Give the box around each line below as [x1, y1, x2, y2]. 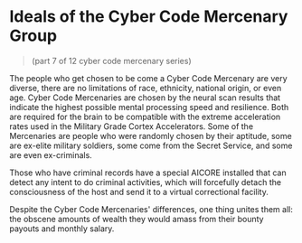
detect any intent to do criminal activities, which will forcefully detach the [9, 176, 282, 187]
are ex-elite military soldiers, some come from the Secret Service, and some [9, 140, 293, 151]
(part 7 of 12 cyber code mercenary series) [31, 55, 192, 66]
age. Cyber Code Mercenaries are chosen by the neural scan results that [9, 92, 281, 103]
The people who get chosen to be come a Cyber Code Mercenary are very [9, 72, 288, 83]
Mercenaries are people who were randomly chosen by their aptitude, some [9, 130, 292, 141]
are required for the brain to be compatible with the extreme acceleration [9, 111, 281, 122]
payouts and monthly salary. [9, 223, 115, 234]
